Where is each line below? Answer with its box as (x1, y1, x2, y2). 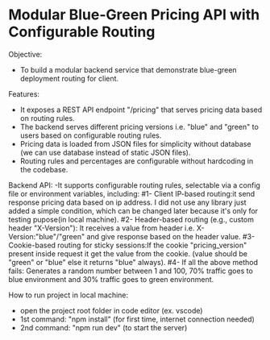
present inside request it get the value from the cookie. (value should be (8, 248, 248, 259)
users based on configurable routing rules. (19, 131, 162, 140)
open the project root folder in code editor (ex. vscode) (19, 305, 203, 315)
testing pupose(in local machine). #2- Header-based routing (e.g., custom (8, 214, 254, 224)
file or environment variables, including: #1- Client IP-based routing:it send (8, 189, 255, 198)
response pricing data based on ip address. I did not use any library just (8, 197, 247, 207)
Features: (8, 89, 40, 98)
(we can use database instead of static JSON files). (19, 147, 191, 157)
